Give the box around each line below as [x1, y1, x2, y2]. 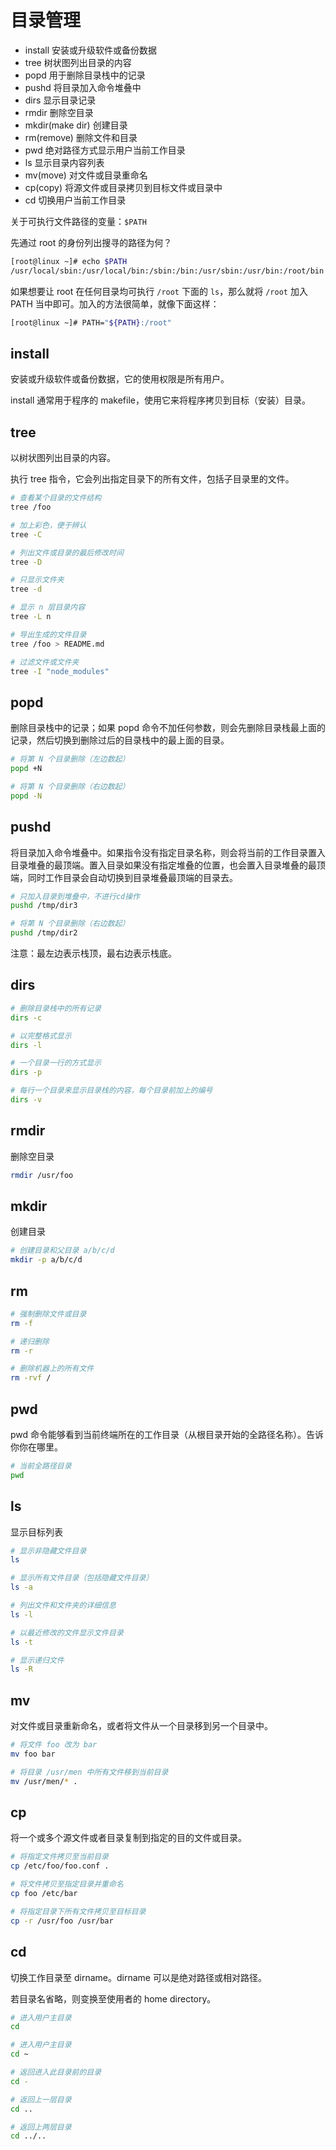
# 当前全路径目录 [10, 1461, 72, 1471]
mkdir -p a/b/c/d [10, 1255, 83, 1265]
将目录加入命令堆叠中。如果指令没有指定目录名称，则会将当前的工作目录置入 [10, 846, 326, 858]
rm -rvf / [10, 1373, 52, 1383]
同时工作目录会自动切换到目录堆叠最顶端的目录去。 [27, 871, 238, 883]
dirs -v [10, 1095, 43, 1105]
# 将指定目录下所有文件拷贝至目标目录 [10, 1906, 147, 1916]
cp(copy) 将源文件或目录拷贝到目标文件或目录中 [24, 181, 223, 193]
